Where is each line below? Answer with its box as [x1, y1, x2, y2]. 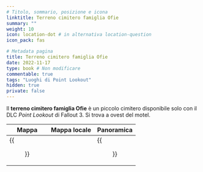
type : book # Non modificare [6, 65, 81, 71]
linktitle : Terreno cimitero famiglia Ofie [6, 15, 119, 21]
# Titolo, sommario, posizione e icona [6, 9, 108, 15]
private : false [6, 88, 45, 95]
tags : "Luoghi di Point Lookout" [6, 77, 92, 83]
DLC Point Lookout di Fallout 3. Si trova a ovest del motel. [6, 111, 151, 118]
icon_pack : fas [6, 37, 45, 43]
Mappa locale [51, 126, 92, 134]
